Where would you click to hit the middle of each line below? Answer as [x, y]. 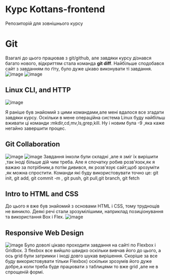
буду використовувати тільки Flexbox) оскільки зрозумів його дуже [79, 261]
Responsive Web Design [45, 233]
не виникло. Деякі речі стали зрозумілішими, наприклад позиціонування [84, 212]
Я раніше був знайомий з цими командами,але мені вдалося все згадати [84, 112]
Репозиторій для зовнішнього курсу [44, 23]
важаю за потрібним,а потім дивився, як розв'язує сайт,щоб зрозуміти [82, 167]
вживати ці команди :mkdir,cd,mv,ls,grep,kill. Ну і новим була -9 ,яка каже [85, 123]
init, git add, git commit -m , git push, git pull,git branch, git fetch [73, 178]
